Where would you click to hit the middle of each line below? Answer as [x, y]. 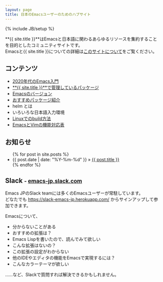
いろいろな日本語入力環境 [38, 112]
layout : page [19, 10]
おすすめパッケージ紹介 [36, 100]
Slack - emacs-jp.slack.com [44, 180]
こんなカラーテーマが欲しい [41, 264]
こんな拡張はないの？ [34, 245]
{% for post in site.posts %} [41, 154]
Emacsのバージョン [32, 94]
